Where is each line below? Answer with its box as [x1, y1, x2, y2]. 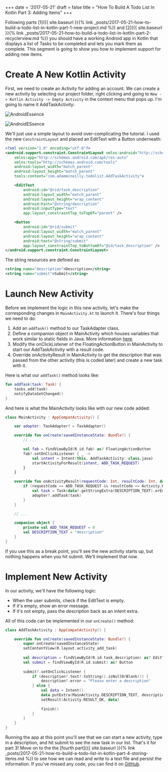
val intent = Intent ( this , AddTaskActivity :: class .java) [31, 456, 153, 461]
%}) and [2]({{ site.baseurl [107, 25, 162, 31]
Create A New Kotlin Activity [5, 69, 126, 80]
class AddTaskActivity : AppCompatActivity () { [5, 627, 106, 632]
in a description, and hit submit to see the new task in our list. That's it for [5, 740, 156, 746]
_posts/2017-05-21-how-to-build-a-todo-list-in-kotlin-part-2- [24, 30, 151, 36]
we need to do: [5, 316, 36, 321]
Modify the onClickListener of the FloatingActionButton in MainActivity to [12, 341, 163, 347]
